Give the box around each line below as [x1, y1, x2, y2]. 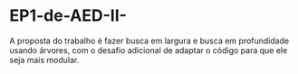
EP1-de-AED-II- [9, 5, 127, 26]
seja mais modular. [9, 54, 80, 65]
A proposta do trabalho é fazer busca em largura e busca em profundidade [9, 35, 290, 46]
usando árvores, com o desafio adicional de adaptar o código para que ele [9, 44, 288, 55]
